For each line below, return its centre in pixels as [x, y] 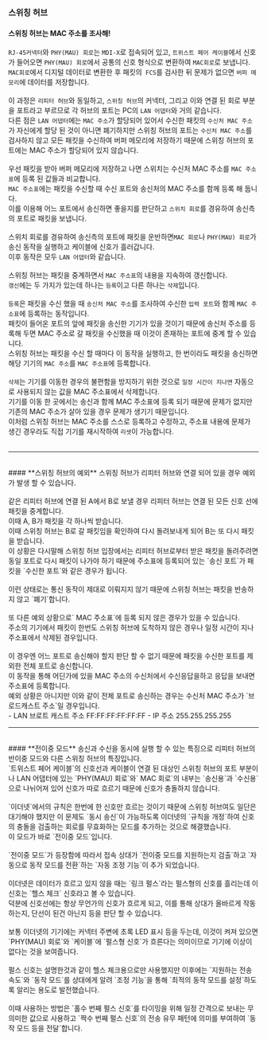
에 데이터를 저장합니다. [54, 82]
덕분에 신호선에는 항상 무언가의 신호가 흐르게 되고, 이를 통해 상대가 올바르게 [125, 903]
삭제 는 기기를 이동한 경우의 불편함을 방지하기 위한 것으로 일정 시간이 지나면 [120, 382]
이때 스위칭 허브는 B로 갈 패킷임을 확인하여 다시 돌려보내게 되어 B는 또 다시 [124, 531]
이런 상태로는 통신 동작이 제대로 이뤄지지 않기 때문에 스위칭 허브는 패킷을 [120, 589]
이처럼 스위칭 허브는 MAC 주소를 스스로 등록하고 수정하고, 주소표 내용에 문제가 [130, 422]
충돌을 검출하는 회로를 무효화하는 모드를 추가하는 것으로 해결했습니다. [124, 827]
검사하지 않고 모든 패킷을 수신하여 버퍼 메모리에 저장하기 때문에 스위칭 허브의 [127, 140]
